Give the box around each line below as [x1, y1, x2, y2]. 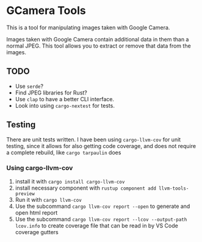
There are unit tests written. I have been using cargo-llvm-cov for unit [6, 135, 181, 143]
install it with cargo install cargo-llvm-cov [15, 177, 125, 185]
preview [15, 190, 35, 197]
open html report [15, 208, 58, 216]
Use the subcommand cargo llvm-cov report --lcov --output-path [15, 215, 187, 222]
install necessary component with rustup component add [15, 184, 157, 191]
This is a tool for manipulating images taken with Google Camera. [6, 24, 170, 31]
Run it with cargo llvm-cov [15, 196, 82, 203]
